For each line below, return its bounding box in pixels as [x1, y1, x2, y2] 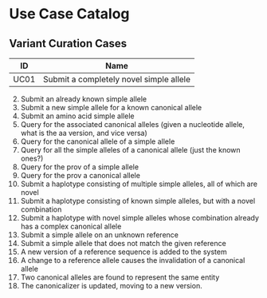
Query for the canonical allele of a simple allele [20, 137, 175, 146]
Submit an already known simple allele [20, 94, 147, 104]
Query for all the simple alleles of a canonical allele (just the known [20, 145, 241, 154]
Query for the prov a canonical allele [20, 171, 140, 180]
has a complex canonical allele [20, 221, 122, 231]
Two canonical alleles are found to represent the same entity [20, 272, 220, 282]
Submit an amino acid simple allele [20, 111, 135, 121]
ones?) [20, 153, 44, 163]
